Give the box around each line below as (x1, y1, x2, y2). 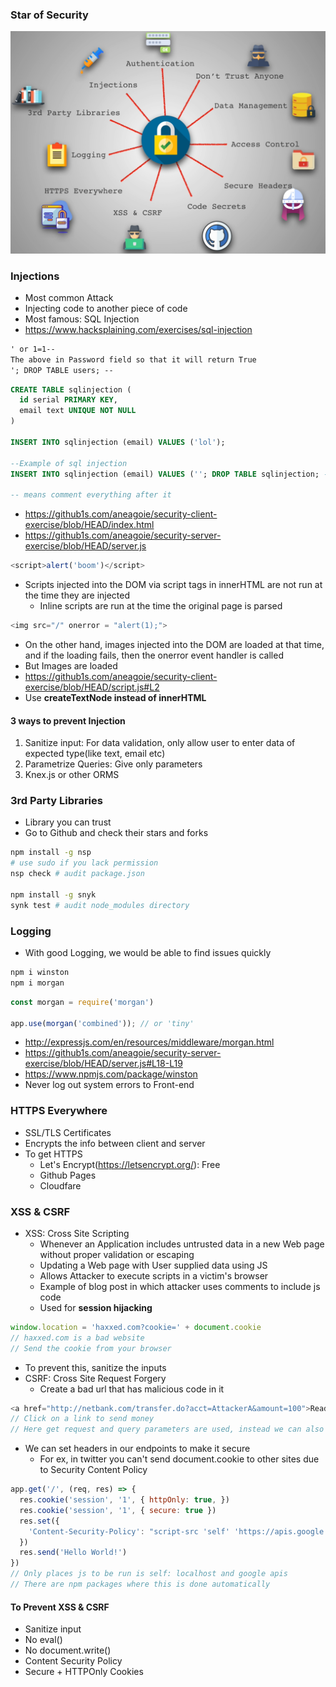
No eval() (24, 1634, 63, 1646)
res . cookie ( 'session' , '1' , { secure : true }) (19, 1505, 217, 1515)
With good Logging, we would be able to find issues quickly (24, 947, 272, 958)
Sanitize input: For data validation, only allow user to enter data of (24, 737, 296, 749)
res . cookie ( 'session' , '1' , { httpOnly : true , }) (19, 1495, 230, 1505)
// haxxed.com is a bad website (10, 1333, 145, 1343)
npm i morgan (10, 978, 65, 988)
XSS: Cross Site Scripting (24, 1227, 130, 1239)
